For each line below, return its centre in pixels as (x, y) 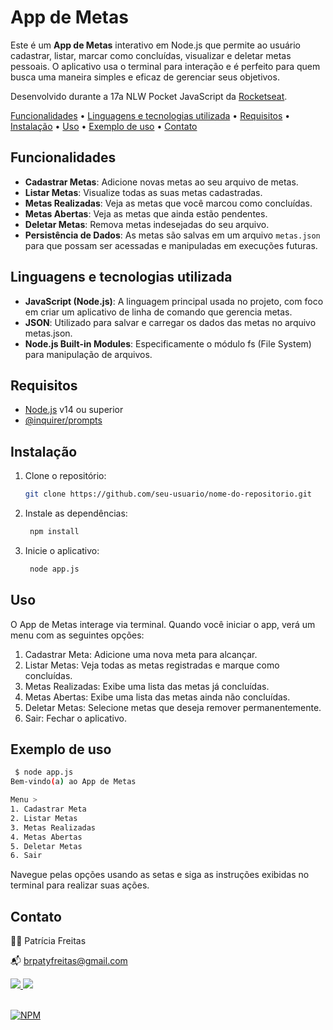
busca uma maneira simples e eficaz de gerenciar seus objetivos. (145, 77)
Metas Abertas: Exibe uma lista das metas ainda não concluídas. (157, 697)
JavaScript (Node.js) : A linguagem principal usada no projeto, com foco (174, 301)
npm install (54, 532)
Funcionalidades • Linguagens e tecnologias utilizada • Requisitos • (150, 115)
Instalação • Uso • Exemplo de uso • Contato (104, 126)
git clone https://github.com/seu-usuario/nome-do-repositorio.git (168, 494)
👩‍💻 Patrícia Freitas (48, 941)
